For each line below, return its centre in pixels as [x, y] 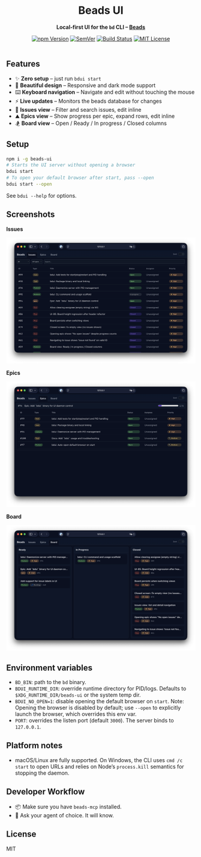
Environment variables [49, 668]
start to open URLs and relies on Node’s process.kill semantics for [99, 766]
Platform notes [34, 746]
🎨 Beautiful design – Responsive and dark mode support [85, 85]
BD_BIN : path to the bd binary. [50, 682]
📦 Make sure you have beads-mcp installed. [68, 807]
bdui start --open [29, 184]
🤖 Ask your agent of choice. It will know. [64, 815]
